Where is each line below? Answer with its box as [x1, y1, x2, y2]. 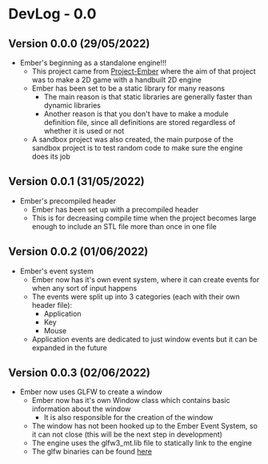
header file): [31, 300, 73, 309]
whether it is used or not [43, 126, 125, 135]
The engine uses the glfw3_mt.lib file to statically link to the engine [31, 438, 253, 448]
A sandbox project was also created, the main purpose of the [31, 135, 234, 144]
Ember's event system [19, 266, 94, 276]
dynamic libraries [43, 101, 102, 110]
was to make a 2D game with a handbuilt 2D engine [31, 75, 202, 84]
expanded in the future [31, 342, 108, 353]
